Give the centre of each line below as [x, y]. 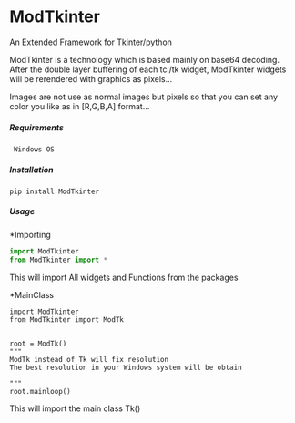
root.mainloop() [40, 391]
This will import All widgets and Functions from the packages [124, 277]
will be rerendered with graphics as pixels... [91, 78]
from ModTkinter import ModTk [67, 320]
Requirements [36, 127]
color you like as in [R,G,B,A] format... [80, 106]
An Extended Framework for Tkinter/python [91, 42]
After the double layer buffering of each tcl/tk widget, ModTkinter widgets [148, 69]
